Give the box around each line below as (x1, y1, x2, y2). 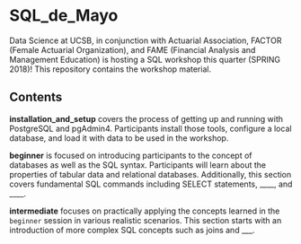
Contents (9, 90, 63, 105)
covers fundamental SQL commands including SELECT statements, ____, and (9, 179, 293, 189)
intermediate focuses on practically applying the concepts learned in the (9, 205, 280, 216)
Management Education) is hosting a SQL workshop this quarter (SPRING (9, 54, 281, 65)
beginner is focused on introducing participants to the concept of (9, 150, 253, 161)
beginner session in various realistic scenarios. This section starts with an (9, 214, 282, 225)
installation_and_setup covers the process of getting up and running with (9, 113, 283, 124)
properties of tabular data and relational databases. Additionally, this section (9, 169, 292, 179)
